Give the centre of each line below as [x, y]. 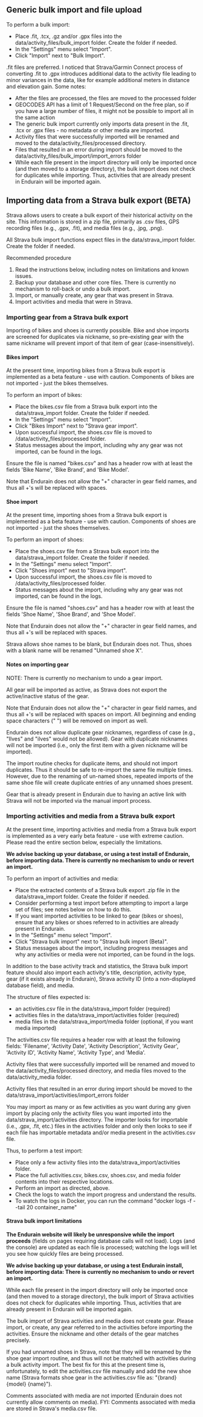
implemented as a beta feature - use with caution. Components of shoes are [101, 521]
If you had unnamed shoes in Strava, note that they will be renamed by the [99, 1352]
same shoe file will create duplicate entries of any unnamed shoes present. [100, 782]
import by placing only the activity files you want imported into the [89, 1113]
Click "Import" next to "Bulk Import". [60, 55]
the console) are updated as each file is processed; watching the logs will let [102, 1247]
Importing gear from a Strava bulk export [67, 317]
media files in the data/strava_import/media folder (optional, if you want [104, 1021]
